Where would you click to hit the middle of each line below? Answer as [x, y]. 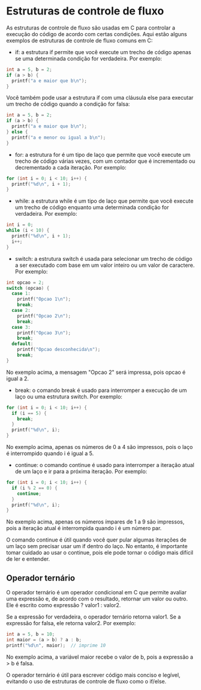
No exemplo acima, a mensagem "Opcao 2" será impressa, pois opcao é [96, 372]
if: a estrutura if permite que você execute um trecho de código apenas [103, 52]
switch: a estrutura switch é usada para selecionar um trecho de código [103, 258]
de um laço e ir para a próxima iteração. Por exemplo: [81, 472]
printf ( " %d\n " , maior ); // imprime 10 [56, 645]
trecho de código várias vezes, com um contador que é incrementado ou [105, 161]
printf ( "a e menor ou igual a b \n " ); [59, 137]
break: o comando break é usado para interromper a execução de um [101, 390]
